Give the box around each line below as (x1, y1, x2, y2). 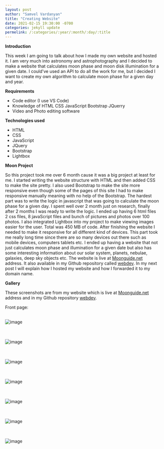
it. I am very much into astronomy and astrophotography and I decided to (5, 58, 153, 64)
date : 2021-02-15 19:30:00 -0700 (5, 21, 73, 26)
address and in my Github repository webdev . (5, 295, 97, 301)
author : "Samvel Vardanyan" (5, 12, 63, 17)
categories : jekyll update (5, 25, 60, 30)
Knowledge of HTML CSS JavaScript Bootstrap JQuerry (12, 103, 125, 109)
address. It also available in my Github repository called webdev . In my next (5, 260, 157, 266)
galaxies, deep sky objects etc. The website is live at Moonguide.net (5, 255, 143, 261)
